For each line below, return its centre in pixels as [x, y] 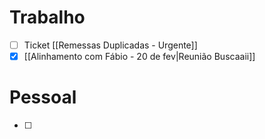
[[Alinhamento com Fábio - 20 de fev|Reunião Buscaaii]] [139, 56]
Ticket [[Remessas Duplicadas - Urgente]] [110, 45]
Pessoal [43, 97]
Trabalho [47, 17]
